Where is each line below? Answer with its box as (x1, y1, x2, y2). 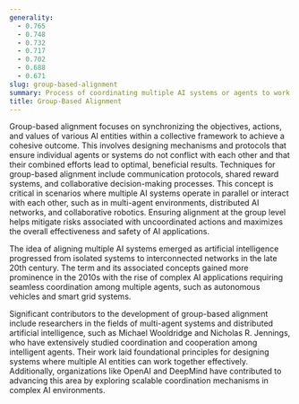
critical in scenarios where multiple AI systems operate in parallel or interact (9, 188, 289, 198)
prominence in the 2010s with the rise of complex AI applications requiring (9, 272, 284, 283)
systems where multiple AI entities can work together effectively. (9, 356, 249, 367)
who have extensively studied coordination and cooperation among (9, 338, 258, 348)
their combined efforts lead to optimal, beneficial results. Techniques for (9, 159, 276, 171)
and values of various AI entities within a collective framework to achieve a (9, 131, 285, 142)
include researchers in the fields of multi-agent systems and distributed (9, 318, 274, 329)
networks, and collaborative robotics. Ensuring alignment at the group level (9, 207, 286, 218)
